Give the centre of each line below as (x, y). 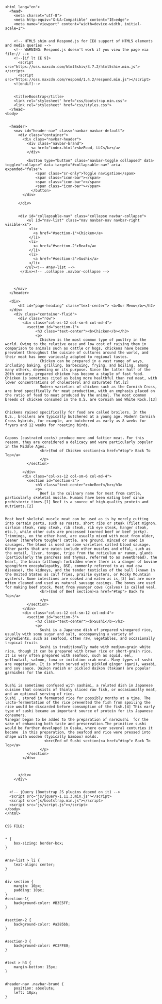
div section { (19, 882)
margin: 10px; (28, 886)
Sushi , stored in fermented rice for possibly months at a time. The (78, 698)
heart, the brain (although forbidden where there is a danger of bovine (81, 562)
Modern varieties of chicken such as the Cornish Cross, (98, 387)
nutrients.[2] (19, 506)
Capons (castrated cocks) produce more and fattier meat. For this (75, 438)
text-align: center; (34, 865)
